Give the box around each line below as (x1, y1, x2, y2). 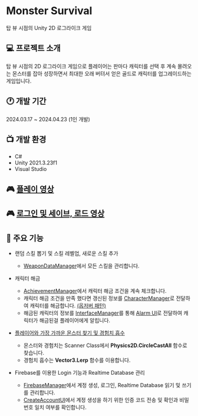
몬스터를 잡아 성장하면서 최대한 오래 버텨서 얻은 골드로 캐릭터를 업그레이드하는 (12, 70, 192, 77)
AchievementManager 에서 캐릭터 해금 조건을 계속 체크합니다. (23, 287, 167, 294)
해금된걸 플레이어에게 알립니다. (39, 316, 111, 323)
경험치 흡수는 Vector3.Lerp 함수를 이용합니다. (23, 356, 131, 364)
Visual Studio (14, 166, 47, 173)
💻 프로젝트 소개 (6, 43, 61, 54)
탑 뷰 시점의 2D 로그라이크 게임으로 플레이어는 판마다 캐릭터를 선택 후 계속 (6, 62, 177, 70)
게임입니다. (6, 77, 32, 84)
